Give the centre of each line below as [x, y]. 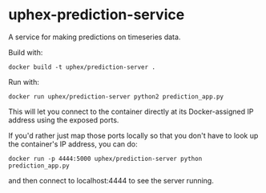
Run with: [24, 82]
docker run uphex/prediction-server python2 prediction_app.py [116, 96]
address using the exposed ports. [64, 120]
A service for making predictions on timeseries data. [95, 37]
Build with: [26, 52]
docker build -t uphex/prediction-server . [82, 67]
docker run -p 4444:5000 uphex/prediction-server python [105, 159]
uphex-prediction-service [97, 15]
